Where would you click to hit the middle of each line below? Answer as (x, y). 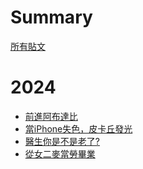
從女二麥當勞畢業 (60, 153)
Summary (51, 17)
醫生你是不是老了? (62, 141)
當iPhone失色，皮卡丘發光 (78, 128)
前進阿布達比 (51, 116)
